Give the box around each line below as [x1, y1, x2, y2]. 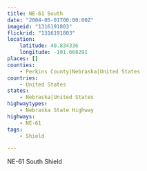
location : [7, 36, 36, 43]
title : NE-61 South [7, 10, 63, 17]
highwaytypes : [7, 100, 48, 107]
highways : [7, 113, 36, 120]
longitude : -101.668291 [19, 49, 88, 56]
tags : [7, 126, 23, 133]
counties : [7, 62, 36, 69]
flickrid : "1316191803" [7, 29, 76, 37]
